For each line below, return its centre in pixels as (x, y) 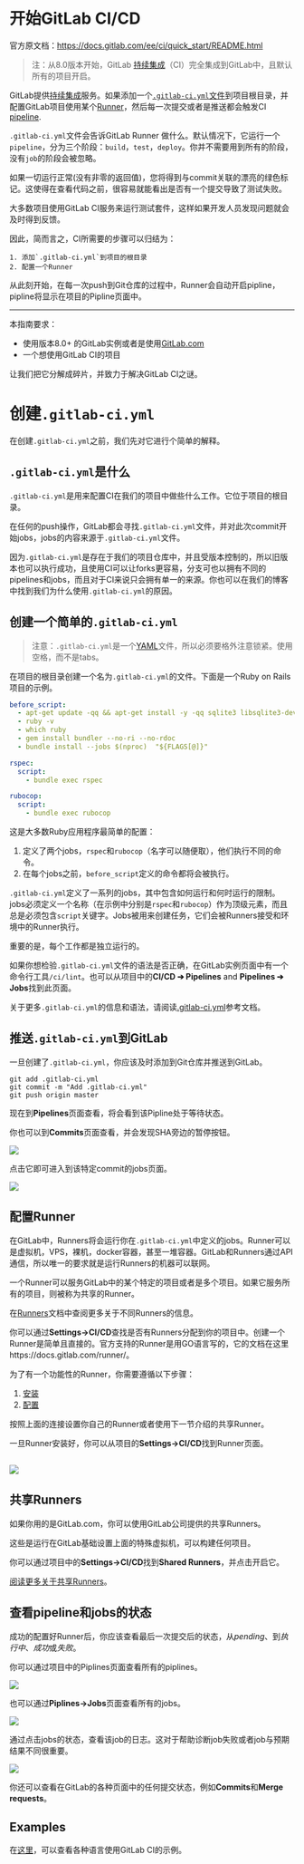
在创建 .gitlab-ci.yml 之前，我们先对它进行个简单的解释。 (117, 440)
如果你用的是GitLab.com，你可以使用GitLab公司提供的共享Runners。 (138, 1523)
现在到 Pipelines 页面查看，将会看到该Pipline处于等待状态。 (119, 1113)
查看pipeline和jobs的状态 (81, 1613)
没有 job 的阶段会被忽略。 (55, 158)
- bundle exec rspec (64, 780)
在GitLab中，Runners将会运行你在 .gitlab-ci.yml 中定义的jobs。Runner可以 (150, 1240)
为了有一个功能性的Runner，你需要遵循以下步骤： (102, 1374)
